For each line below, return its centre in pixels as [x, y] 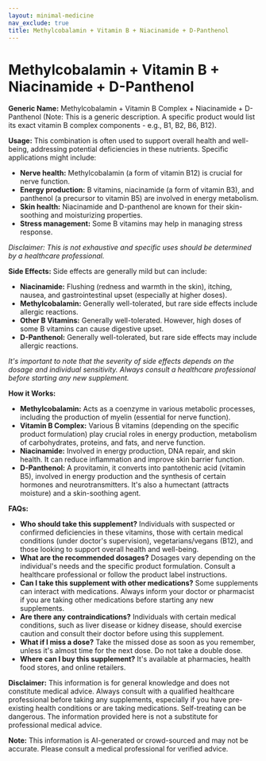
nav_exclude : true [39, 23]
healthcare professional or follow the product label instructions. [123, 575]
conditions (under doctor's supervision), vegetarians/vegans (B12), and [136, 541]
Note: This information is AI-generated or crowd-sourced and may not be [128, 740]
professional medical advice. [55, 725]
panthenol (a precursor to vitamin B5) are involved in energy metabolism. [139, 199]
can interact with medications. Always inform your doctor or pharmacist [137, 592]
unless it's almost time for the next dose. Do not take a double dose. [131, 651]
